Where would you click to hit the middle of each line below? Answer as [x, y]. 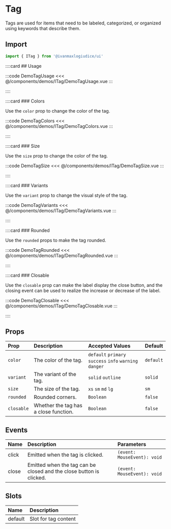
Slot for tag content [53, 519]
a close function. [54, 412]
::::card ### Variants [27, 185]
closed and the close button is [63, 471]
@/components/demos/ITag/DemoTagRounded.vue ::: [62, 255]
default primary [107, 355]
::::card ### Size [23, 146]
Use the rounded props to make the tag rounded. [56, 240]
